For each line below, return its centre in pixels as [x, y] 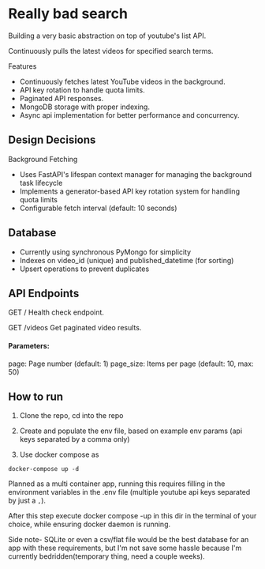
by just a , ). [27, 501]
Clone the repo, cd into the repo [71, 416]
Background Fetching [43, 159]
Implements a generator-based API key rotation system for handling [130, 191]
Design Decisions [52, 140]
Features [22, 66]
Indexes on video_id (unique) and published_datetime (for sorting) [127, 260]
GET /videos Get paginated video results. [75, 328]
